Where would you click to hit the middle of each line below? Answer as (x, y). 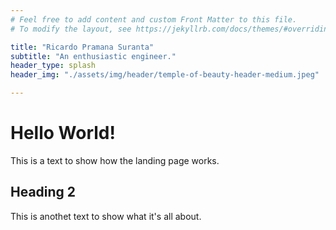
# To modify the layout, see (71, 29)
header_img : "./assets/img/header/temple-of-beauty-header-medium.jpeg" (165, 75)
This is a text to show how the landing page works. (115, 160)
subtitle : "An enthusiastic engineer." (93, 56)
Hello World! (63, 133)
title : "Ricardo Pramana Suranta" (82, 47)
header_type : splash (53, 66)
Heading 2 (43, 192)
